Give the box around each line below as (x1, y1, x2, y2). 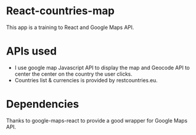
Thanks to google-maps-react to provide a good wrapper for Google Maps (6, 117, 188, 124)
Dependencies (6, 98, 79, 111)
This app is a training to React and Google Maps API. (6, 24, 135, 31)
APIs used (6, 44, 57, 58)
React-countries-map (6, 4, 115, 18)
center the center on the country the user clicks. (14, 70, 133, 78)
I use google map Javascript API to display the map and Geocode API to (14, 64, 190, 71)
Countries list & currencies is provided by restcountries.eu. (14, 76, 158, 83)
